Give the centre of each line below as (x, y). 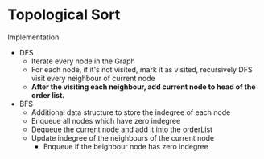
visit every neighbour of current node (93, 78)
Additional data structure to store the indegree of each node (131, 112)
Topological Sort (64, 15)
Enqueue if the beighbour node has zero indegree (126, 146)
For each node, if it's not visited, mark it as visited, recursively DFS (142, 69)
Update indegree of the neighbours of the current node (123, 137)
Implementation (33, 37)
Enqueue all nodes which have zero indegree (106, 120)
